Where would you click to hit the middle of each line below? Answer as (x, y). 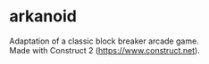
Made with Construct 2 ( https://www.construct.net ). (105, 50)
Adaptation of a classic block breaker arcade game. (104, 41)
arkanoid (43, 16)
